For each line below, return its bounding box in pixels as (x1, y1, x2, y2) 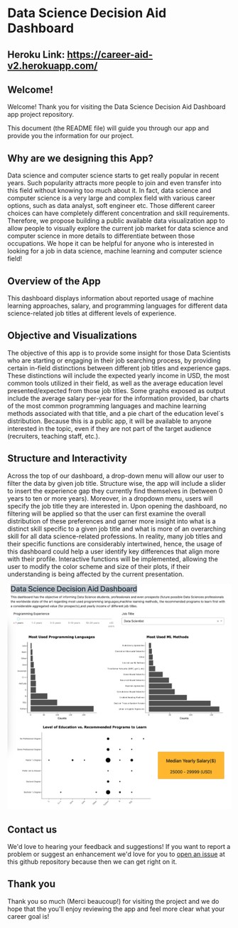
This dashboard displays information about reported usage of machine (7, 294, 215, 303)
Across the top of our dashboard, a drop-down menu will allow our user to (7, 471, 225, 480)
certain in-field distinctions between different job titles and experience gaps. (7, 363, 232, 372)
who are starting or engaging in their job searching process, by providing (7, 356, 221, 365)
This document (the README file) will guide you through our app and (7, 124, 210, 132)
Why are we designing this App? (7, 152, 154, 165)
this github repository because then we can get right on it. (7, 857, 178, 866)
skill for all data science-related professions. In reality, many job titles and (7, 532, 222, 541)
